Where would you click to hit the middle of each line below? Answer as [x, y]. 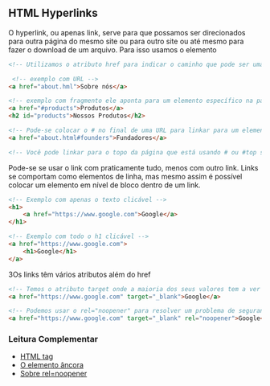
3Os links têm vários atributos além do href [80, 274]
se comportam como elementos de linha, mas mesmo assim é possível [125, 176]
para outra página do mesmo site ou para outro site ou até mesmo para [126, 41]
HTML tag [37, 356]
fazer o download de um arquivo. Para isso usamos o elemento [112, 49]
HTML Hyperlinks [53, 13]
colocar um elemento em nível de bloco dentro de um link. [104, 185]
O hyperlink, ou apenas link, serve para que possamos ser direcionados [127, 32]
